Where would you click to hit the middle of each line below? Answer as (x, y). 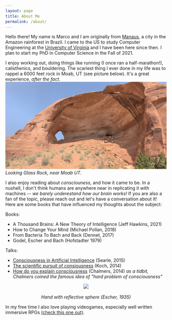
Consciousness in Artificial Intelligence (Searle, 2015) (69, 260)
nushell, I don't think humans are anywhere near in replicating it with (77, 188)
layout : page (19, 11)
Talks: (12, 250)
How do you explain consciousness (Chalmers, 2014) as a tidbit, (81, 271)
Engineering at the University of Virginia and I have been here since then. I (84, 48)
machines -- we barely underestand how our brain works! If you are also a (84, 194)
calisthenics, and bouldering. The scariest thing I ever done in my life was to (86, 68)
